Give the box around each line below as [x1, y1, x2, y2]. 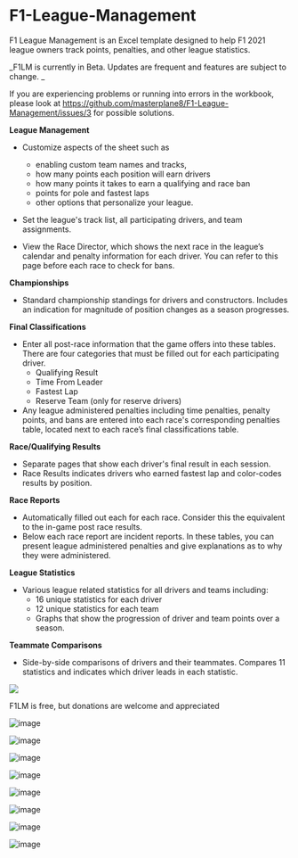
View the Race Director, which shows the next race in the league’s [21, 241, 264, 252]
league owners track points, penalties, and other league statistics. [9, 44, 251, 54]
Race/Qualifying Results [9, 441, 101, 451]
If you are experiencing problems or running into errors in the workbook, [9, 88, 274, 99]
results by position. [21, 477, 93, 488]
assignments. [21, 224, 72, 235]
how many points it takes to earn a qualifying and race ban [35, 177, 251, 188]
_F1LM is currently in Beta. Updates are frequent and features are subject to [9, 62, 287, 72]
